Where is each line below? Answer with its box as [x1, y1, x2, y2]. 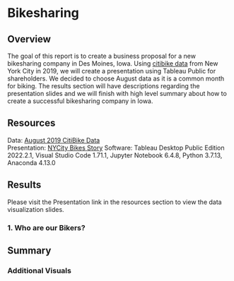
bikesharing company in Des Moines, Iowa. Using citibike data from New [7, 59, 218, 68]
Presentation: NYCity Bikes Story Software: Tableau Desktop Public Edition [7, 143, 225, 152]
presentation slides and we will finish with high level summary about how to [7, 90, 228, 97]
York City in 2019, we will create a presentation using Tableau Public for [7, 67, 216, 75]
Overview [7, 33, 52, 45]
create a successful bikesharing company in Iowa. [7, 97, 153, 105]
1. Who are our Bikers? [7, 222, 86, 232]
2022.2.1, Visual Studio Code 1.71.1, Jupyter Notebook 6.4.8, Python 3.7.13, [7, 150, 223, 160]
